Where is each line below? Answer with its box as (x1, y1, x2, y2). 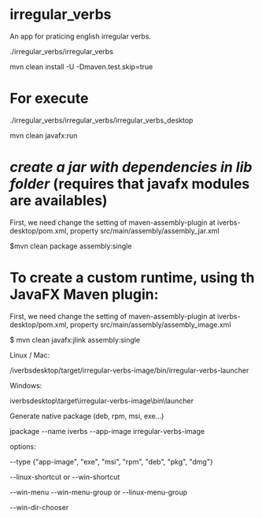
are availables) (9, 192, 108, 210)
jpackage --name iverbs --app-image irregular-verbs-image (9, 426, 205, 435)
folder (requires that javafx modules (9, 175, 250, 193)
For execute (9, 90, 89, 108)
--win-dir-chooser (9, 502, 69, 512)
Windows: (9, 380, 42, 390)
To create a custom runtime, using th (9, 269, 255, 286)
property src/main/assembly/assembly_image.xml (69, 320, 231, 329)
